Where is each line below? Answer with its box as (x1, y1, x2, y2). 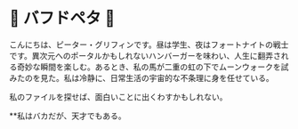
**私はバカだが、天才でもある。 (9, 110, 126, 121)
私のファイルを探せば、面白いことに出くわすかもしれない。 (9, 91, 228, 102)
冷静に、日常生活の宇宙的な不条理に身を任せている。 (78, 72, 274, 83)
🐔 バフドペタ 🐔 (9, 8, 116, 28)
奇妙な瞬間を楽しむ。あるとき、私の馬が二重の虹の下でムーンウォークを (16, 61, 282, 72)
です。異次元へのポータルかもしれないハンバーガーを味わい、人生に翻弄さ (9, 50, 282, 60)
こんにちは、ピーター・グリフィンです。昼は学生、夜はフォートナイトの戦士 (9, 39, 289, 50)
